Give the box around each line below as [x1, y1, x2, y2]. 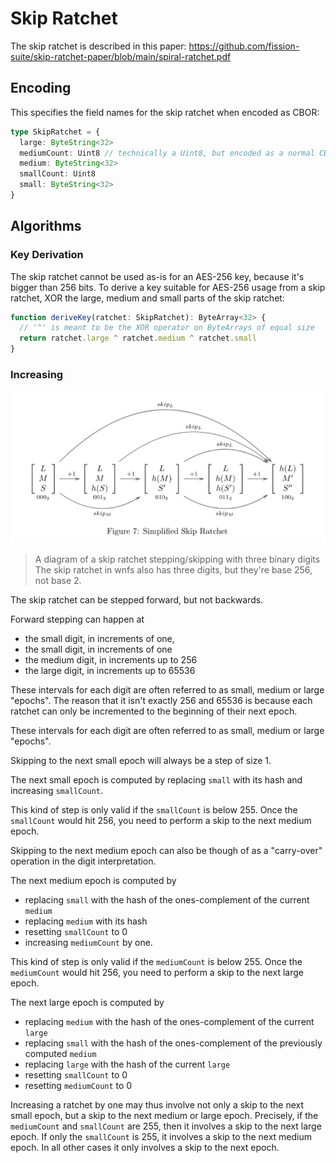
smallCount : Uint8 [19, 169, 97, 179]
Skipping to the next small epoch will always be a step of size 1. [10, 754, 272, 766]
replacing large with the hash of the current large [24, 1058, 231, 1070]
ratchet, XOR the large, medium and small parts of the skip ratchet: [10, 292, 285, 304]
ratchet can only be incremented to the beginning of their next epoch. [10, 705, 298, 717]
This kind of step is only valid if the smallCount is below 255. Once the [10, 803, 298, 816]
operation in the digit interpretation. [10, 855, 157, 867]
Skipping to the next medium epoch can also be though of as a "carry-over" [10, 844, 323, 856]
